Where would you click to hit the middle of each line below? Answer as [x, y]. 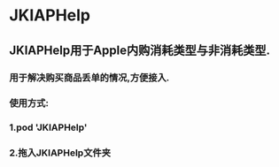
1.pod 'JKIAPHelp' [48, 127]
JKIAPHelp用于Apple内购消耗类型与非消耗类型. [140, 50]
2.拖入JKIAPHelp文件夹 [60, 153]
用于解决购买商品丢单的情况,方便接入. [89, 78]
